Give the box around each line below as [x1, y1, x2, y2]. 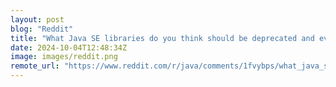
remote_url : [10, 61, 60, 71]
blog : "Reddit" [10, 24, 74, 34]
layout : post [10, 14, 65, 25]
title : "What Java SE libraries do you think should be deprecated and [10, 33, 315, 43]
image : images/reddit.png [10, 52, 118, 62]
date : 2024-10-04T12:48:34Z [10, 42, 128, 53]
